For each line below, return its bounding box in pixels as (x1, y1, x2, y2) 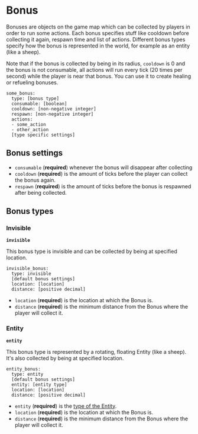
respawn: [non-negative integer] (11, 111, 94, 117)
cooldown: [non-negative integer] (11, 106, 96, 112)
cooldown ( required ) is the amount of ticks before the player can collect (14, 170, 188, 177)
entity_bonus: (6, 366, 41, 372)
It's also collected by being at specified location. (6, 354, 124, 362)
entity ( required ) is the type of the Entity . (14, 402, 117, 410)
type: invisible (11, 271, 51, 277)
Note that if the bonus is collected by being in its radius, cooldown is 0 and (6, 60, 186, 67)
